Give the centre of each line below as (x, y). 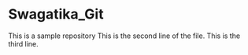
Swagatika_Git (56, 14)
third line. (24, 43)
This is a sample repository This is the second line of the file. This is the (124, 36)
